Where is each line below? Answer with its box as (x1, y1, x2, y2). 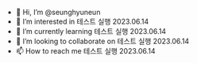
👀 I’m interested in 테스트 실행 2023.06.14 (15, 17, 149, 26)
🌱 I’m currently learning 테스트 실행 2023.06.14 (15, 27, 167, 35)
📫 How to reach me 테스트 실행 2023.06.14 (15, 46, 156, 55)
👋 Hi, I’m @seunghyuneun (15, 8, 101, 17)
